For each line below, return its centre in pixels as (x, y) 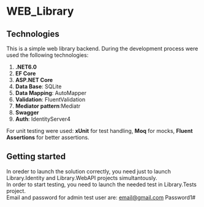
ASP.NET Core (34, 80)
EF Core (25, 73)
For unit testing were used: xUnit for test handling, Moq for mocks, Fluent (100, 131)
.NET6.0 (26, 67)
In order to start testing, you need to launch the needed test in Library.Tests (102, 184)
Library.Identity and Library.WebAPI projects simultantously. (82, 178)
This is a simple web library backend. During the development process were (102, 48)
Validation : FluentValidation (50, 100)
